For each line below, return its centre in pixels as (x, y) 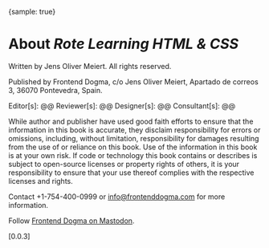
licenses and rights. (41, 181)
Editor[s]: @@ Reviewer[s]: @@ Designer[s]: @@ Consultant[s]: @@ (122, 106)
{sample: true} (32, 12)
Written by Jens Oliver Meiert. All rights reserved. (90, 66)
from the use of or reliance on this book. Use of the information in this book (133, 147)
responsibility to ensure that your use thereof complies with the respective (131, 173)
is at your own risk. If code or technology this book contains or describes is (133, 155)
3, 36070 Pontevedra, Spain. (55, 90)
